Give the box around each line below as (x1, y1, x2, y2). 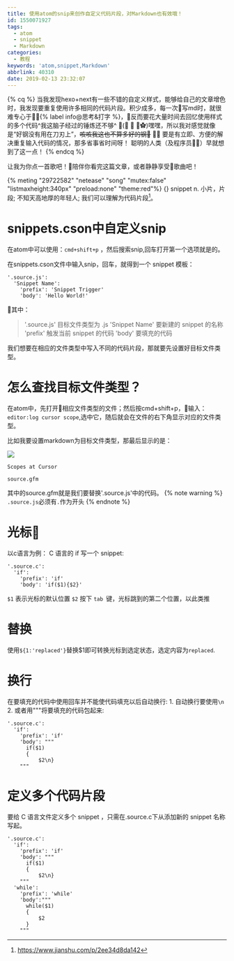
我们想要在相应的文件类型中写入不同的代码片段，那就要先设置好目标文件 (7, 344, 214, 352)
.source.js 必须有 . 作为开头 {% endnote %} (7, 497, 131, 506)
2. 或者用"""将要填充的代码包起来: (7, 706, 104, 714)
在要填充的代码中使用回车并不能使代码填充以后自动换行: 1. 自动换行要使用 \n (7, 697, 224, 705)
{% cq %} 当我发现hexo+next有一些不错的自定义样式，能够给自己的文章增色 (7, 95, 226, 103)
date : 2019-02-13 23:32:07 (7, 75, 86, 82)
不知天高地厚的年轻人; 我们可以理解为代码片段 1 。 (17, 193, 157, 203)
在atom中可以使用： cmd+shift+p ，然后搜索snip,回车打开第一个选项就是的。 (7, 245, 224, 254)
